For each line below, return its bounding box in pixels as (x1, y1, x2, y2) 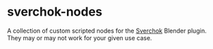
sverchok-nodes (7, 4, 102, 20)
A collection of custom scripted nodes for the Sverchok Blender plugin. (7, 27, 207, 35)
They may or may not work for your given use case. (7, 33, 152, 42)
